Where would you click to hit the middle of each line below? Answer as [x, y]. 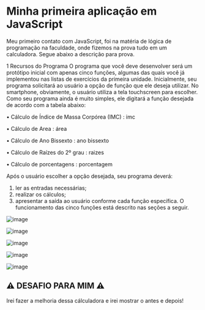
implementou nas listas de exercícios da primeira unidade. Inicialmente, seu [102, 79]
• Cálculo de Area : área [37, 128]
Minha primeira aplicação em [82, 11]
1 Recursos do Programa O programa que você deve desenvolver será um [99, 66]
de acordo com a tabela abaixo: [46, 105]
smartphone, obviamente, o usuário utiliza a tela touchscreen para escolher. [102, 92]
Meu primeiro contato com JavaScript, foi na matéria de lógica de [89, 41]
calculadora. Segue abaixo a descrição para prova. [70, 54]
